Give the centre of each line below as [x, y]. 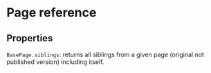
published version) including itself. [55, 62]
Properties [30, 38]
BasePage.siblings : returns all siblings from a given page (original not [105, 54]
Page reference [52, 13]
